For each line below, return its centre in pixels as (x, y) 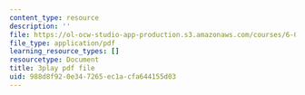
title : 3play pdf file (52, 69)
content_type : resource (54, 18)
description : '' (40, 26)
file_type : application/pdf (63, 43)
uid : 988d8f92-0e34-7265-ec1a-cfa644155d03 (93, 77)
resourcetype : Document (54, 60)
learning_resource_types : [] (64, 52)
